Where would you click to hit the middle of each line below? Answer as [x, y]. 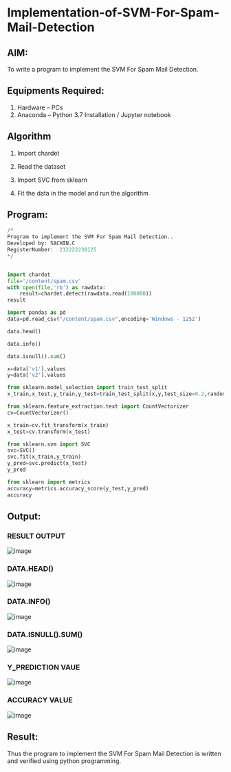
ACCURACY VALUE [40, 700]
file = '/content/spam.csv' [44, 281]
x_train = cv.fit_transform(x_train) [58, 425]
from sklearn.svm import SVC [49, 444]
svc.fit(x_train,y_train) [44, 457]
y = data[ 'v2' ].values [37, 375]
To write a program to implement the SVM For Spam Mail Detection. [103, 69]
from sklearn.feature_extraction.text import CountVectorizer [98, 407]
